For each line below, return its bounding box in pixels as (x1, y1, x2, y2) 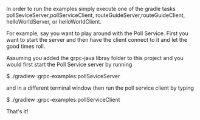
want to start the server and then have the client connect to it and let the (6, 36, 187, 43)
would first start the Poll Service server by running (6, 61, 133, 68)
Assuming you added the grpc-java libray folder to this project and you (6, 55, 184, 61)
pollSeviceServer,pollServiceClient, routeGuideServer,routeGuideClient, (6, 12, 185, 19)
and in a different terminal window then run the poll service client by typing (6, 84, 195, 92)
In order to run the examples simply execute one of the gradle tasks (6, 5, 176, 12)
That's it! (6, 108, 29, 115)
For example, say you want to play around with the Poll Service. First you (6, 30, 188, 37)
